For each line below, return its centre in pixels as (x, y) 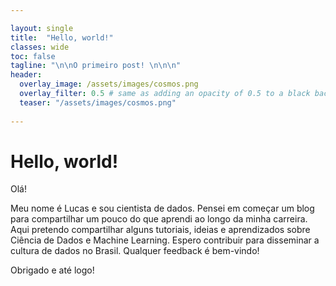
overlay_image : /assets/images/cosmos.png (109, 84)
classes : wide (40, 47)
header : (26, 75)
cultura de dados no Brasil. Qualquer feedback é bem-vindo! (135, 251)
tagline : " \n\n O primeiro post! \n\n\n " (96, 66)
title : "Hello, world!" (62, 37)
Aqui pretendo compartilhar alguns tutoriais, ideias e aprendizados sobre (160, 230)
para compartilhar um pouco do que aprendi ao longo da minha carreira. (159, 219)
